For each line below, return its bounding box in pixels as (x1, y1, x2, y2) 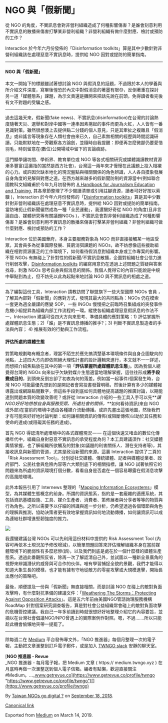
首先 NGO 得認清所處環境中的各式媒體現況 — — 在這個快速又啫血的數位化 (5, 430, 156, 436)
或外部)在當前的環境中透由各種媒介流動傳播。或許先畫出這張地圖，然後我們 (5, 407, 160, 413)
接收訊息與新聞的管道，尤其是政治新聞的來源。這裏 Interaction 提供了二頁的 (5, 448, 161, 455)
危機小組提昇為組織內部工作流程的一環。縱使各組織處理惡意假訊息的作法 (5, 307, 154, 313)
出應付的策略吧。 (5, 573, 40, 579)
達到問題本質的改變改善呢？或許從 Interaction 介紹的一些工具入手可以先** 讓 (5, 394, 161, 400)
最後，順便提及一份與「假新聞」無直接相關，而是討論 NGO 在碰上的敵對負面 (5, 583, 162, 590)
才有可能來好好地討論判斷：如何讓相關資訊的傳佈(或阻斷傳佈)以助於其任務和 (5, 413, 162, 419)
